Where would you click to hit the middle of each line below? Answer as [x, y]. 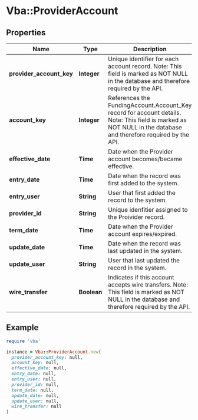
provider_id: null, [35, 384]
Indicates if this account [141, 277]
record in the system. [137, 268]
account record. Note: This [145, 66]
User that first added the [142, 193]
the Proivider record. [136, 217]
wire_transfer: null [37, 406]
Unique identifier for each [143, 59]
